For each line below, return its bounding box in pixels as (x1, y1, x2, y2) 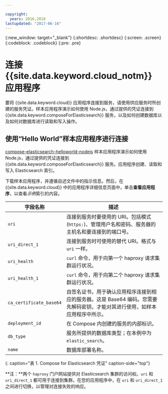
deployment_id (7, 320, 41, 326)
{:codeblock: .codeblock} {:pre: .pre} (5, 40, 81, 46)
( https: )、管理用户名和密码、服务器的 (66, 221, 156, 228)
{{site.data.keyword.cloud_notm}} (5, 70, 152, 81)
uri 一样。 (66, 245, 91, 252)
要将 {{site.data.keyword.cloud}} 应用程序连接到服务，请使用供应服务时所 (5, 99, 156, 105)
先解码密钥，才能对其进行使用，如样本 (66, 303, 156, 310)
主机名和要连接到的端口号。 (66, 228, 131, 235)
